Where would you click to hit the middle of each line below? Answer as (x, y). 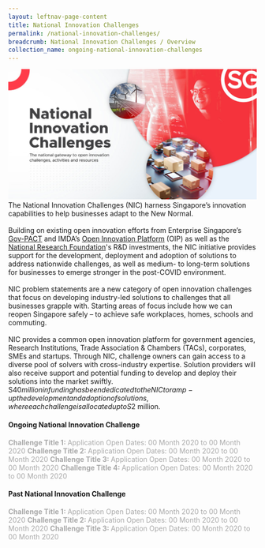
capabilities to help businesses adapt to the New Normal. (101, 214)
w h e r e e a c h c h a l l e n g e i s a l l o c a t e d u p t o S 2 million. (84, 407)
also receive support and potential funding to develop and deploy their (123, 373)
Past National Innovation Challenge (67, 494)
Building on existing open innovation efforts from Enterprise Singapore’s (125, 231)
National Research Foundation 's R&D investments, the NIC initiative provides (132, 247)
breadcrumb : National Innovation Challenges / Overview (102, 42)
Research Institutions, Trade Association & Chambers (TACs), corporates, (127, 348)
